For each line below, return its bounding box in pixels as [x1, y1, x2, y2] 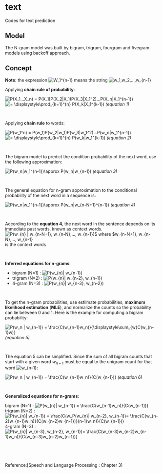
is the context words [5, 241, 46, 247]
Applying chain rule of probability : [5, 86, 75, 92]
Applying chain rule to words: [5, 120, 65, 126]
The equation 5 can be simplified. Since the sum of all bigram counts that [5, 353, 152, 359]
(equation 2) [106, 135, 132, 141]
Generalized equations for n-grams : [5, 393, 80, 399]
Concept [5, 64, 32, 72]
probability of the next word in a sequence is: [5, 192, 96, 198]
